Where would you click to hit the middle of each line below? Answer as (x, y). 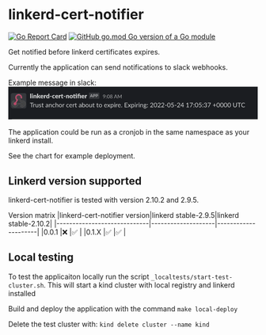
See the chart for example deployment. (72, 156)
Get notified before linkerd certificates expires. (84, 51)
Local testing (41, 258)
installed (22, 293)
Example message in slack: (52, 82)
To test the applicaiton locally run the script (79, 276)
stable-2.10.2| (30, 224)
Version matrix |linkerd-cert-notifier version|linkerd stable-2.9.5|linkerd (124, 215)
